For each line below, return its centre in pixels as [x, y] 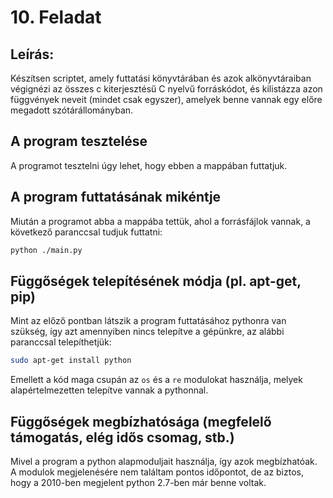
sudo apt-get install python [71, 361]
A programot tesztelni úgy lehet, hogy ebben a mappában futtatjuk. [149, 165]
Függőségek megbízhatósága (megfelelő [141, 421]
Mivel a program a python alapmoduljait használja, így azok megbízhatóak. [164, 461]
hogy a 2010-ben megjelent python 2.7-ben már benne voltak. [138, 482]
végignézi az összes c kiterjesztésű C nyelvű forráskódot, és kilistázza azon [166, 89]
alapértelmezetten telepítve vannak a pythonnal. [109, 390]
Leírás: [32, 54]
